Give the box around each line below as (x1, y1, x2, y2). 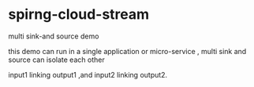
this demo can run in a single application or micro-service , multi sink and (8, 46, 247, 56)
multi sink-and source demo (8, 31, 99, 41)
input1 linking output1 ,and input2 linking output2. (8, 70, 168, 79)
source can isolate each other (8, 55, 105, 64)
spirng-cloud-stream (8, 5, 150, 24)
